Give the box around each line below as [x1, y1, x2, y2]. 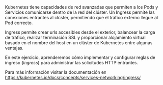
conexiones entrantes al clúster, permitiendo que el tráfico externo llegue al [5, 15, 158, 20]
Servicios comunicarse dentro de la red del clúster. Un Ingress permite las [5, 9, 155, 15]
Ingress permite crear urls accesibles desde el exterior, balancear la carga [5, 29, 156, 35]
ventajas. [5, 45, 24, 51]
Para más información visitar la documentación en [5, 69, 107, 75]
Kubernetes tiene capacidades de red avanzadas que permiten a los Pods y [5, 4, 158, 10]
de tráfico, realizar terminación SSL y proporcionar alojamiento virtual [5, 34, 146, 40]
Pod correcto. [5, 20, 33, 26]
